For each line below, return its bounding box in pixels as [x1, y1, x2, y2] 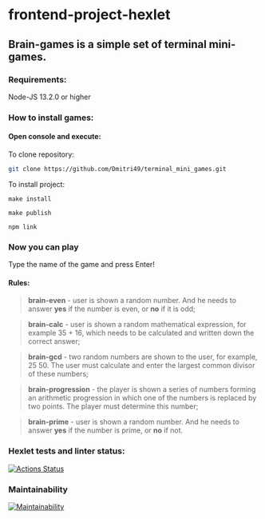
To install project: [8, 179, 65, 189]
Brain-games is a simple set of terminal [8, 38, 208, 51]
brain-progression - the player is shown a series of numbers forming [27, 385, 256, 394]
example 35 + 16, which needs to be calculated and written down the [27, 328, 255, 337]
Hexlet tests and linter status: [8, 445, 125, 457]
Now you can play [8, 242, 79, 253]
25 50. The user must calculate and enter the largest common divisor [27, 361, 255, 370]
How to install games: [8, 112, 94, 123]
